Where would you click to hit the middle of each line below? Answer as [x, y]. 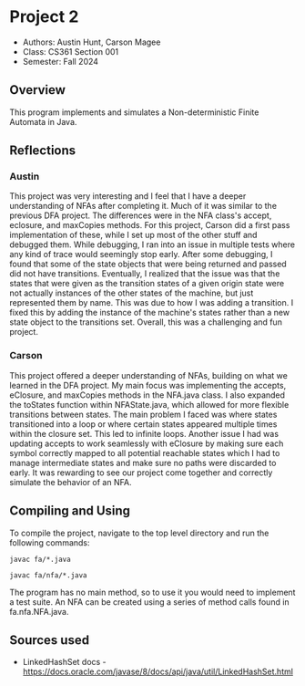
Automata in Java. [43, 121]
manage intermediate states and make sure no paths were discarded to [143, 463]
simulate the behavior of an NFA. [71, 482]
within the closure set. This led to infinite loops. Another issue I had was [144, 433]
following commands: [50, 542]
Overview [38, 90]
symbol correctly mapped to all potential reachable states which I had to [145, 452]
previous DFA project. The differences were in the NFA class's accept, [141, 215]
